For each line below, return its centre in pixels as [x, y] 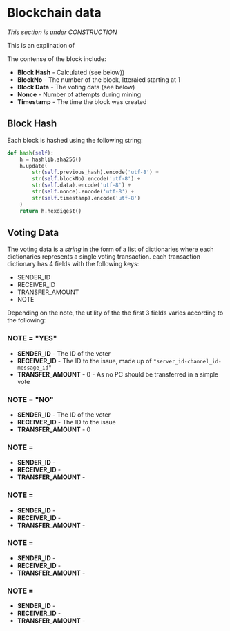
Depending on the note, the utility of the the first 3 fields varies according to [115, 313]
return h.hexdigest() [50, 211]
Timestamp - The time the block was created [82, 101]
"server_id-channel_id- [188, 361]
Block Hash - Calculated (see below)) [71, 72]
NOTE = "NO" [30, 399]
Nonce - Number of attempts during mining [79, 94]
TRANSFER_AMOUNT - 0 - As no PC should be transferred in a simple [118, 374]
